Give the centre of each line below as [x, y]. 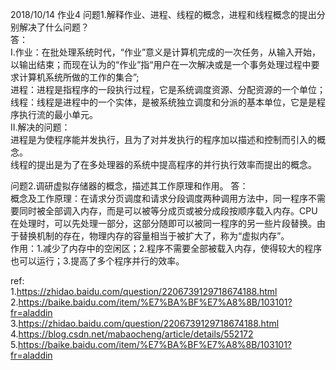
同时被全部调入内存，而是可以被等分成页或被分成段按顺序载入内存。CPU [168, 211]
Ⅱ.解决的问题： [40, 127]
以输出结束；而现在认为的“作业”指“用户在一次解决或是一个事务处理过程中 [161, 64]
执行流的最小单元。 [58, 114]
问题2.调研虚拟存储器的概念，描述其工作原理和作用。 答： [129, 186]
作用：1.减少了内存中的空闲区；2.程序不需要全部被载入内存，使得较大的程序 [166, 248]
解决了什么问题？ [54, 27]
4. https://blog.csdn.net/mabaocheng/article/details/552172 [132, 334]
